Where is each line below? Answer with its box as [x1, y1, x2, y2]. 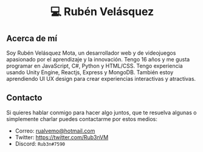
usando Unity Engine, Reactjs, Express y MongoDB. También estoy [6, 69, 174, 76]
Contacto [6, 92, 43, 103]
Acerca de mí [6, 33, 58, 43]
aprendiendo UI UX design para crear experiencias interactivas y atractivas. [6, 75, 196, 82]
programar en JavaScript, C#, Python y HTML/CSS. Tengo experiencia [6, 62, 184, 69]
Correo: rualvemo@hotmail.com [15, 127, 95, 134]
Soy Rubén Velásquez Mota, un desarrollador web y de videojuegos [6, 49, 176, 57]
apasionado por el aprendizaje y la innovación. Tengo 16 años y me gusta [6, 56, 190, 63]
